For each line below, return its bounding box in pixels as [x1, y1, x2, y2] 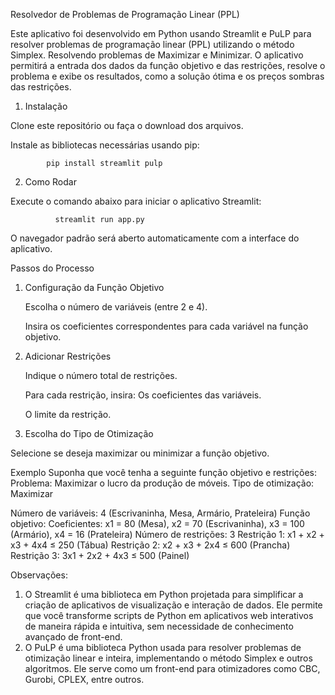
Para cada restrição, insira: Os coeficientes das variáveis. [24, 389, 262, 401]
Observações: [10, 569, 68, 581]
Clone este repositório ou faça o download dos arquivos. [10, 120, 244, 131]
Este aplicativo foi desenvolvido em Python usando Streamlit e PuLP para [10, 28, 312, 39]
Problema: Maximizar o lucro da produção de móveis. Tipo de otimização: [10, 477, 315, 489]
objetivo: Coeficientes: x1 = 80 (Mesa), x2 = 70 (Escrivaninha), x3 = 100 [10, 518, 305, 529]
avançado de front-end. [24, 631, 123, 643]
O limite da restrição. [24, 409, 112, 420]
